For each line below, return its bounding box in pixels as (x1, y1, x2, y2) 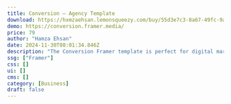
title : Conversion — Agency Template (7, 10, 115, 17)
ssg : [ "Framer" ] (7, 55, 54, 62)
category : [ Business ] (7, 80, 69, 87)
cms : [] (7, 73, 30, 81)
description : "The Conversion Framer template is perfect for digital (7, 49, 214, 55)
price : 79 (7, 29, 36, 36)
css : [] (7, 61, 30, 68)
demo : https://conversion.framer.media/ (7, 23, 125, 29)
